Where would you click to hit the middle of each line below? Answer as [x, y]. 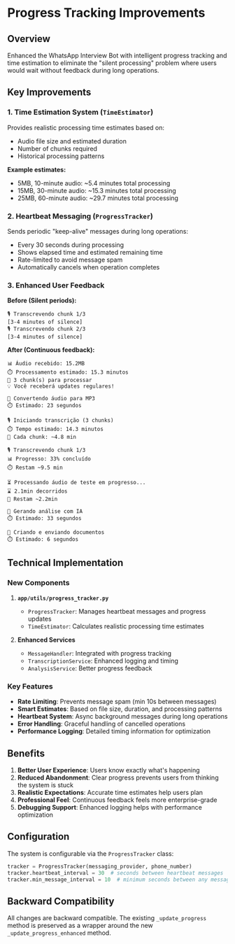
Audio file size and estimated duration [72, 141]
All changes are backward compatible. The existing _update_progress [107, 918]
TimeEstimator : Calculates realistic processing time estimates [116, 626]
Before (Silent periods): [42, 301]
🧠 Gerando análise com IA [45, 512]
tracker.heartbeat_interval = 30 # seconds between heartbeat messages [115, 873]
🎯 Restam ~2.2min [33, 499]
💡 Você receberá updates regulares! [61, 386]
